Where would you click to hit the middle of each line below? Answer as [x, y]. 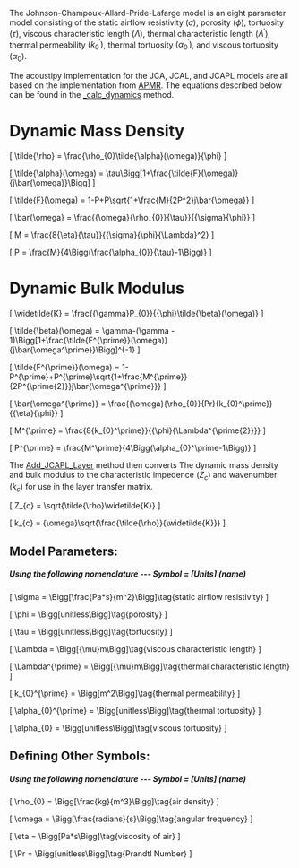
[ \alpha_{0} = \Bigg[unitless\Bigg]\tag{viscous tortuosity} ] [118, 728]
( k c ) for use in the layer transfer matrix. [81, 487]
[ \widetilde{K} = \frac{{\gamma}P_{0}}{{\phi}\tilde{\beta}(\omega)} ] [137, 313]
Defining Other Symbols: [80, 756]
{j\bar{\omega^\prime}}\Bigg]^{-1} [73, 350]
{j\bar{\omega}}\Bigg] [50, 182]
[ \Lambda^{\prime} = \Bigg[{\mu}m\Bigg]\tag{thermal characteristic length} [150, 666]
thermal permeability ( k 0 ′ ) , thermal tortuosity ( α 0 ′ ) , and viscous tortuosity [144, 45]
